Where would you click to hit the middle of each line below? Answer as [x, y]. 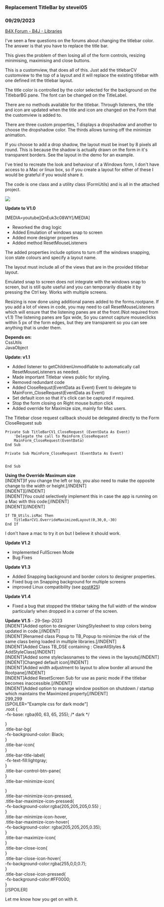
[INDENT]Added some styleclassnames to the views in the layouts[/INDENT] [82, 657]
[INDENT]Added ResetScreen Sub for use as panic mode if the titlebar [76, 678]
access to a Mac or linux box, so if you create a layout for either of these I [79, 170]
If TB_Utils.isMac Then [29, 516]
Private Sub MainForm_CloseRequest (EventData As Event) [64, 453]
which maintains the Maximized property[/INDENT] [57, 694]
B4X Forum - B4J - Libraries [34, 31]
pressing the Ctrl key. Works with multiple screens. [56, 292]
